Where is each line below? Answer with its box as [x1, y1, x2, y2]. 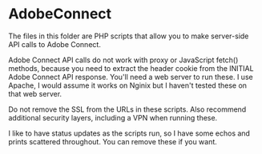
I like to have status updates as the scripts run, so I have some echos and [8, 128, 251, 138]
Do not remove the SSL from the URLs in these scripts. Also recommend [8, 105, 247, 114]
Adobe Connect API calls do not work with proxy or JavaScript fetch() [8, 55, 239, 65]
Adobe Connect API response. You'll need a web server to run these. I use [8, 72, 254, 81]
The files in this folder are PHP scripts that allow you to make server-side [8, 31, 249, 41]
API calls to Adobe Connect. [8, 39, 102, 49]
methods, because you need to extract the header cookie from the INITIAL [8, 63, 254, 73]
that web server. [8, 89, 62, 98]
